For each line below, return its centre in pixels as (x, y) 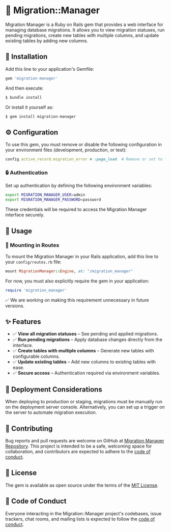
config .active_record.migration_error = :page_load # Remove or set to (84, 159)
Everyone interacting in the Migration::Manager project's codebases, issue (83, 513)
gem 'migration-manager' (32, 78)
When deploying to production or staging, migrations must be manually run (84, 402)
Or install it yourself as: (29, 107)
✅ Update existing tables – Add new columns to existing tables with (84, 362)
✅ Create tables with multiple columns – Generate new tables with (83, 351)
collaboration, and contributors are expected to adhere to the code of (78, 451)
